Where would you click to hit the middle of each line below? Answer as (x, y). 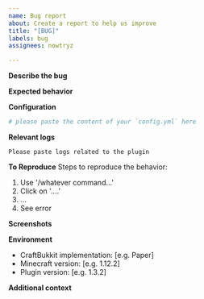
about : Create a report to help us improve (83, 23)
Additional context (40, 288)
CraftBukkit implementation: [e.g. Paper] (87, 255)
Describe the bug (38, 76)
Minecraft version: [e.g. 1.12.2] (70, 264)
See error (36, 208)
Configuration (32, 107)
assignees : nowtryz (41, 46)
